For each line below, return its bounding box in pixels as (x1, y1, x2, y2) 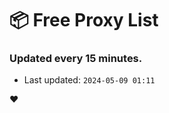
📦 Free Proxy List (9, 9, 159, 32)
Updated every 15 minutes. (9, 52, 143, 66)
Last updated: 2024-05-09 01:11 (23, 74, 156, 86)
